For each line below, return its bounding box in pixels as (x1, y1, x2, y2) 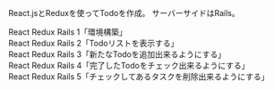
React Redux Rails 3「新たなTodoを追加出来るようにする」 (8, 49, 226, 60)
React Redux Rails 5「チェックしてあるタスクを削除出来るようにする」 (8, 71, 270, 82)
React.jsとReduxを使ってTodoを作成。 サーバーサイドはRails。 (8, 8, 240, 18)
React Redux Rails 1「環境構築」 (8, 27, 127, 37)
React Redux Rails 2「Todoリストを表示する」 (8, 38, 179, 48)
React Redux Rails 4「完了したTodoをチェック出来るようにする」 (8, 61, 250, 70)
